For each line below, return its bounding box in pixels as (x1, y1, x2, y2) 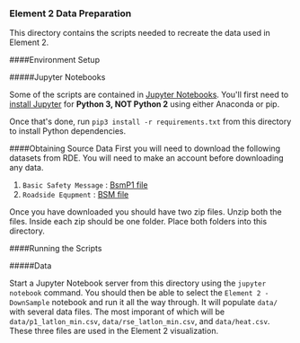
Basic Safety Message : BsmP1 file (22, 180, 148, 190)
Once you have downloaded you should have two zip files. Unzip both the (9, 207, 282, 217)
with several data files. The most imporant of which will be (9, 306, 225, 317)
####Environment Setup (9, 55, 101, 66)
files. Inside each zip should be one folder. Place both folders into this (9, 216, 268, 227)
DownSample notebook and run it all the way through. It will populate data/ (9, 297, 278, 308)
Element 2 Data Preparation (9, 7, 132, 20)
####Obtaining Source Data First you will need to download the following (9, 143, 281, 154)
